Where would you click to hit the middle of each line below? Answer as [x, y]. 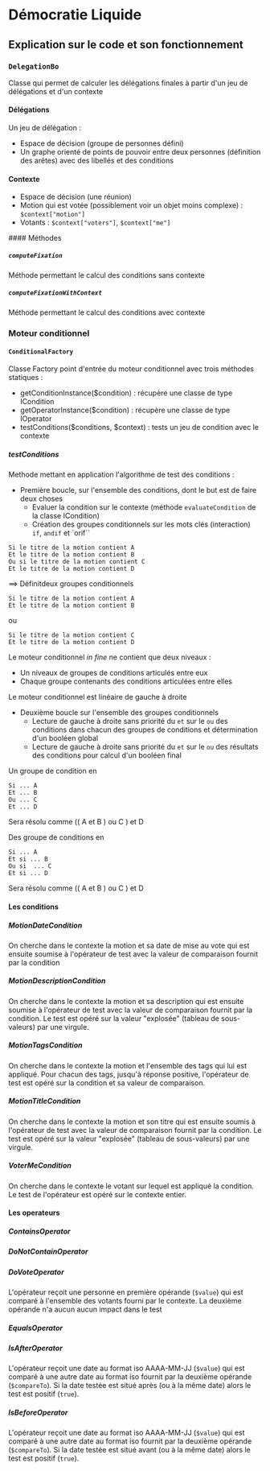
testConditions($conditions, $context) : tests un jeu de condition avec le [139, 428]
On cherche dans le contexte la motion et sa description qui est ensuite [126, 1001]
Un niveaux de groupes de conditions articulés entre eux [114, 673]
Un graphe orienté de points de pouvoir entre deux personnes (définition [140, 152]
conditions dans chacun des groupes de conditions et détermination [145, 729]
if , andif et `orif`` [61, 533]
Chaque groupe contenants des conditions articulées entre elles [126, 681]
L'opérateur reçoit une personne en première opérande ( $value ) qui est [126, 1292]
